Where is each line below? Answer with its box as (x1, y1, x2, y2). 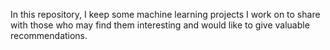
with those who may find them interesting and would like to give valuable (10, 19, 310, 31)
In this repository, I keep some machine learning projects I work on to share (10, 9, 321, 20)
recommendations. (10, 30, 88, 41)
